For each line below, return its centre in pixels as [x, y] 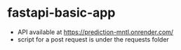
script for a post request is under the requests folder [93, 39]
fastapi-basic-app [61, 13]
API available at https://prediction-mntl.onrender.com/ [95, 32]
